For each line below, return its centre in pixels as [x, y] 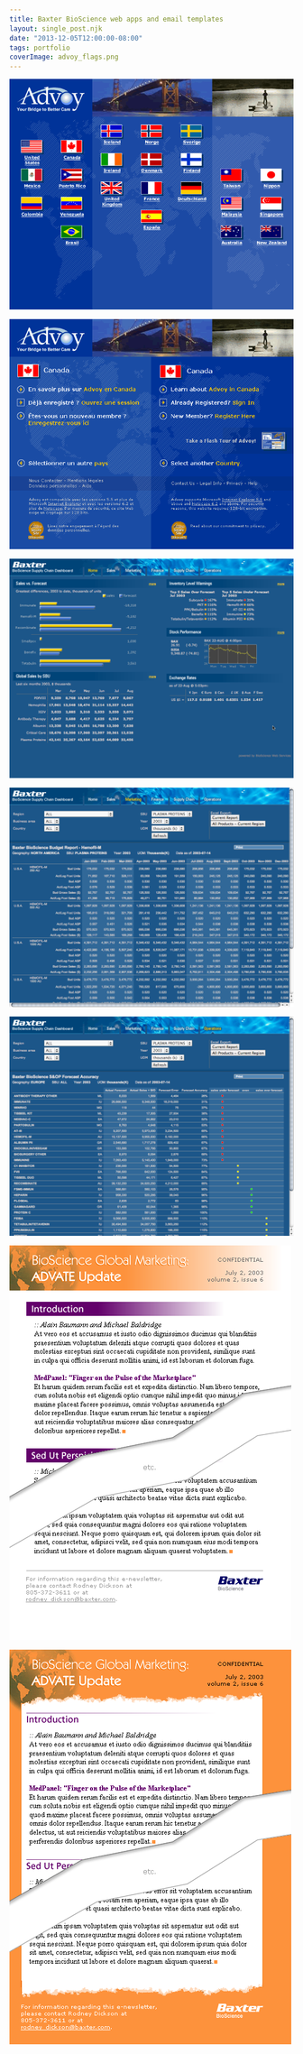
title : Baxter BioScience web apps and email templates [116, 19]
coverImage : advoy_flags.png [64, 57]
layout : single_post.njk [56, 28]
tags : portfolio [40, 48]
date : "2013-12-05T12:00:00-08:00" [76, 38]
